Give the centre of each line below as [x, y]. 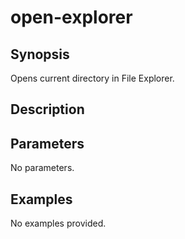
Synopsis [40, 54]
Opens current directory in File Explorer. [92, 78]
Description [47, 109]
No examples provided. [58, 223]
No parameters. [42, 168]
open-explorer [71, 17]
